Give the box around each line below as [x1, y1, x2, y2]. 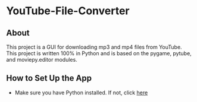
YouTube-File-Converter [6, 4, 130, 18]
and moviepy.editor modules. [6, 56, 77, 63]
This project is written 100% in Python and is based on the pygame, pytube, [6, 50, 192, 57]
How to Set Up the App [6, 73, 92, 84]
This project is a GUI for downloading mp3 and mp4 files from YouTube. [6, 43, 183, 50]
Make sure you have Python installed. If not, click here [14, 89, 148, 96]
